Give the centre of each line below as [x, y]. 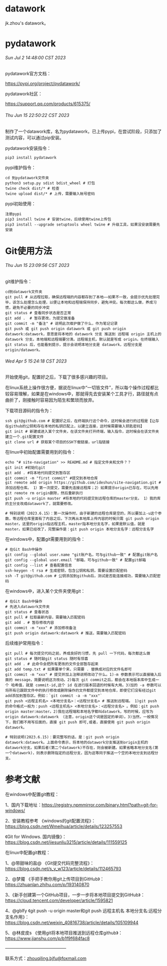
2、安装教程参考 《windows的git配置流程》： [50, 821]
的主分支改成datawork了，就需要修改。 [40, 504]
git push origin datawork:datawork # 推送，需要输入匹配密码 [66, 633]
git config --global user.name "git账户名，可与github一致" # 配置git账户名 [82, 555]
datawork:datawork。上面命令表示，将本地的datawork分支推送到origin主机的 [77, 742]
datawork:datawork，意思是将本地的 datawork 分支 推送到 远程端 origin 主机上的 [83, 334]
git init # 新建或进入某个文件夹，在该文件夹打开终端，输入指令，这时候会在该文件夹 [82, 432]
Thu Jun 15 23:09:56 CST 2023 [37, 265]
